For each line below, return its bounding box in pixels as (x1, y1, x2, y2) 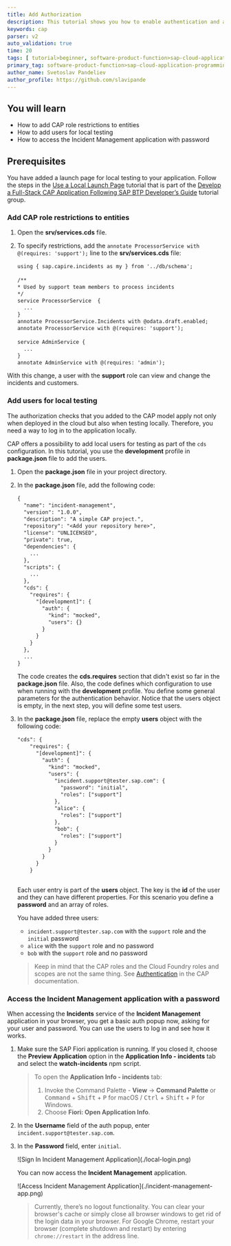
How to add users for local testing (16, 128, 113, 137)
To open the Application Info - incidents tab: (34, 1073, 162, 1081)
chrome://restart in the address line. (34, 1232, 140, 1240)
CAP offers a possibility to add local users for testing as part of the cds (7, 439, 207, 448)
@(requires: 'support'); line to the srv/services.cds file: (16, 249, 181, 257)
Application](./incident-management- (107, 1182, 213, 1190)
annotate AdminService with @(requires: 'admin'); (16, 360, 166, 367)
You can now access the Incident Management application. (16, 1169, 188, 1177)
